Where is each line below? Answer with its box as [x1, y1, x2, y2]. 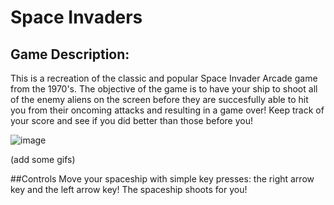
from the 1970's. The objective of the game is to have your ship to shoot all [10, 83, 318, 95]
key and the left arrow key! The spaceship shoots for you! [10, 184, 248, 195]
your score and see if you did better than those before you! [10, 115, 254, 126]
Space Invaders [10, 6, 143, 29]
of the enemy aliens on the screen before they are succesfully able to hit [10, 94, 309, 105]
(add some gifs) [10, 154, 76, 165]
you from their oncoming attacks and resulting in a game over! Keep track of [10, 104, 325, 116]
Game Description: [10, 46, 130, 63]
